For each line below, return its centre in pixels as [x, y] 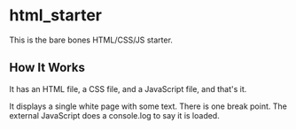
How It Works [47, 68]
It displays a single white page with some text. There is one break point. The [148, 106]
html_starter [56, 15]
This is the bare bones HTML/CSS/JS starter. [91, 40]
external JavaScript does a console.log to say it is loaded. [114, 115]
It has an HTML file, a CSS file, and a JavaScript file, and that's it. [128, 88]
